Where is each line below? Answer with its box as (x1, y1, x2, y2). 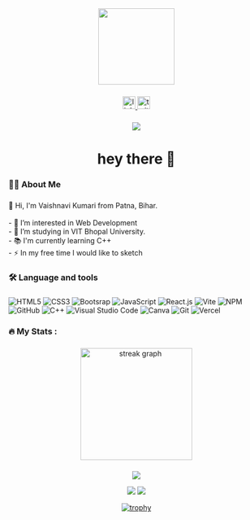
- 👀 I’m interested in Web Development (8, 217, 138, 227)
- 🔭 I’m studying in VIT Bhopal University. (8, 226, 146, 236)
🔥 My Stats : (8, 326, 58, 337)
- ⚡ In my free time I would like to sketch (8, 247, 144, 257)
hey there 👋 (97, 150, 176, 168)
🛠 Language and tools (8, 272, 99, 283)
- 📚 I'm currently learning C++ (8, 235, 112, 245)
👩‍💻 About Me (8, 178, 61, 190)
